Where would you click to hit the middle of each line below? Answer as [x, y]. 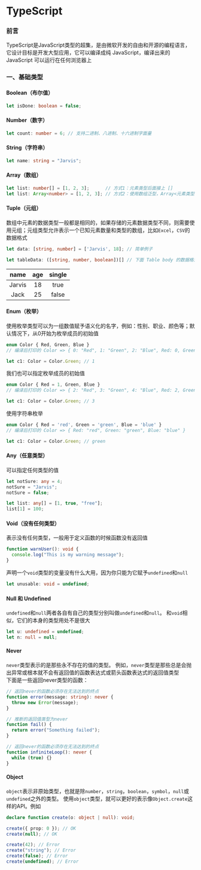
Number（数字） [27, 120]
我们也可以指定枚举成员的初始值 [45, 373]
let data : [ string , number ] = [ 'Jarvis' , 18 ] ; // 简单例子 [80, 249]
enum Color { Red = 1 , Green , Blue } [53, 385]
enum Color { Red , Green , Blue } [48, 345]
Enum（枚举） [24, 311]
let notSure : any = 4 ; [34, 481]
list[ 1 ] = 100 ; [25, 509]
